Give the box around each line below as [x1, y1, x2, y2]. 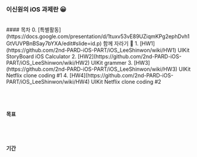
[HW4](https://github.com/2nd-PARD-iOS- [69, 72, 174, 79]
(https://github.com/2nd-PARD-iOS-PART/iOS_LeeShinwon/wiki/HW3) [6, 65, 178, 73]
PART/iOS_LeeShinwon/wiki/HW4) [6, 78, 90, 86]
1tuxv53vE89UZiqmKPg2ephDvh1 [107, 33, 190, 40]
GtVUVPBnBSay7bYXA [6, 40, 62, 47]
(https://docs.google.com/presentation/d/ [6, 33, 108, 40]
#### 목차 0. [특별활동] [6, 26, 61, 33]
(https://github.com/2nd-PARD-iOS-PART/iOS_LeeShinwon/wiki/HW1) [6, 46, 177, 54]
